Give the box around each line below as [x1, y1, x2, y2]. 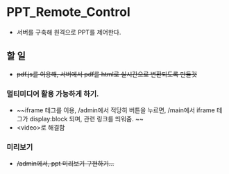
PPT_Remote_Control [6, 4, 131, 20]
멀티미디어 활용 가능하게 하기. [6, 89, 99, 98]
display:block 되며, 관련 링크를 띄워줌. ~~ [29, 115, 144, 123]
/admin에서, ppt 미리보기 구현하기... [16, 159, 114, 168]
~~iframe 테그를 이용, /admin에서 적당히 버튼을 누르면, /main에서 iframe [16, 106, 216, 114]
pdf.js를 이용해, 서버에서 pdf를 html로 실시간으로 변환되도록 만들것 [16, 70, 197, 78]
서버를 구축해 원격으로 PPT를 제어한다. [16, 28, 121, 36]
